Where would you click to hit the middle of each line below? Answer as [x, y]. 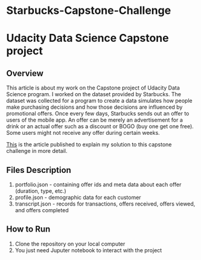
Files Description [39, 170]
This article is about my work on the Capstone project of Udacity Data [93, 88]
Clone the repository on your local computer [70, 244]
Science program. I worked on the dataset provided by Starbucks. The [94, 94]
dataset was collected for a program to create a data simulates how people [99, 101]
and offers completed [42, 210]
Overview [25, 73]
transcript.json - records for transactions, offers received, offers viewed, [105, 204]
